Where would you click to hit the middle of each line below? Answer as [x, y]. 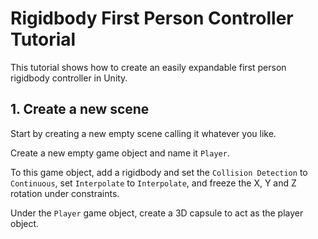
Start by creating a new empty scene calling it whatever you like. [143, 133]
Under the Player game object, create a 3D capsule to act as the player [157, 213]
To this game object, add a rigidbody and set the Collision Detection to [159, 172]
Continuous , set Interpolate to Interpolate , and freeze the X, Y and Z [153, 183]
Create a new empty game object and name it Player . [120, 153]
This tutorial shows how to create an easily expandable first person [148, 67]
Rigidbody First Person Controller [152, 18]
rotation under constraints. [65, 193]
